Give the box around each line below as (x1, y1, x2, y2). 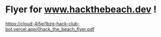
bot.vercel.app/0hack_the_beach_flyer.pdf (5, 26, 95, 32)
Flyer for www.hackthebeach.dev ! (5, 4, 157, 15)
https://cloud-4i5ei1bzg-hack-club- (5, 21, 80, 27)
